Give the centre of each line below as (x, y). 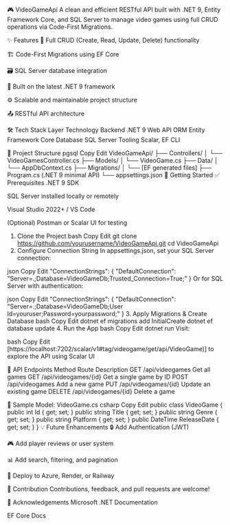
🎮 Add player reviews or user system (60, 443)
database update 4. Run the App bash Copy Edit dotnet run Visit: (99, 328)
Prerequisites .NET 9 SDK (43, 183)
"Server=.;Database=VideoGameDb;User (65, 306)
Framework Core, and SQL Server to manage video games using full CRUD (113, 20)
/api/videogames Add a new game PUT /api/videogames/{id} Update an (109, 384)
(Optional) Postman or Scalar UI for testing (67, 223)
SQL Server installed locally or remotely (63, 196)
